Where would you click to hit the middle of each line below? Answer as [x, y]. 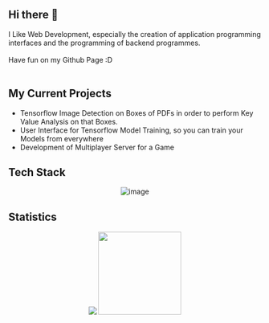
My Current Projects [60, 94]
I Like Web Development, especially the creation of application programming [134, 34]
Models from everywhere [62, 138]
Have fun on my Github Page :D [60, 59]
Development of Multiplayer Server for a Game [97, 147]
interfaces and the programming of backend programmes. [104, 43]
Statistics [33, 217]
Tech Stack [37, 172]
